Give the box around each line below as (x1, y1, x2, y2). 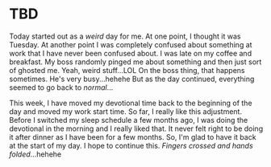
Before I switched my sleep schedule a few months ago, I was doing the (9, 115, 248, 124)
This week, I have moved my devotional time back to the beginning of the (9, 98, 252, 108)
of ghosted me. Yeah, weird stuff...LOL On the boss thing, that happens (9, 65, 245, 75)
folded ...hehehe (9, 149, 62, 159)
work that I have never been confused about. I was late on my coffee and (9, 48, 252, 58)
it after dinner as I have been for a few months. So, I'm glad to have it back (9, 132, 256, 141)
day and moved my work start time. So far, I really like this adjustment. (9, 106, 243, 116)
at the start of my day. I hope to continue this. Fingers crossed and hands (9, 141, 253, 150)
